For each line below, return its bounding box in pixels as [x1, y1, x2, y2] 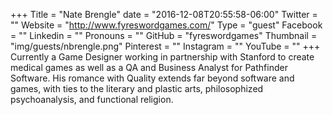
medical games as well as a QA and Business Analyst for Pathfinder [10, 62, 288, 73]
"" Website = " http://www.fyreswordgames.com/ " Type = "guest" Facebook [10, 19, 323, 31]
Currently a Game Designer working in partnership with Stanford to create [10, 51, 315, 63]
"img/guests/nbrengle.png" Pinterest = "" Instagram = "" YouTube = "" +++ [10, 40, 321, 52]
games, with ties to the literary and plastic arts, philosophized [10, 83, 264, 94]
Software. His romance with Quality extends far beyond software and [10, 72, 295, 84]
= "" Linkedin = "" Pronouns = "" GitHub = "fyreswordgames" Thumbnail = [10, 30, 318, 41]
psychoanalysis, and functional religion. [10, 94, 174, 105]
